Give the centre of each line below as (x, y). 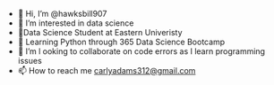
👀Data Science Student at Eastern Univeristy (100, 32)
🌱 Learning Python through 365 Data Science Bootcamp (121, 42)
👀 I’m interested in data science (76, 23)
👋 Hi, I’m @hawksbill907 (62, 14)
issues (30, 61)
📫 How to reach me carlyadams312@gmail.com (107, 70)
